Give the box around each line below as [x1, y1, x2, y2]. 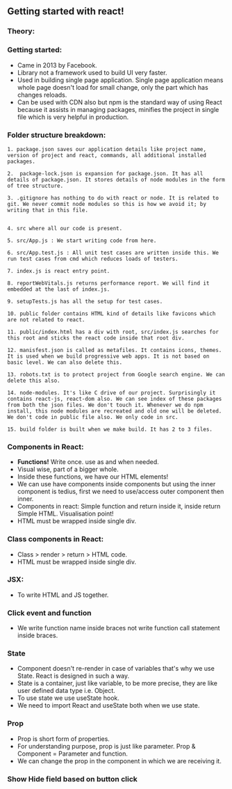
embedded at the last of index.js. [7, 285, 110, 293]
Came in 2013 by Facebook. [17, 61, 97, 69]
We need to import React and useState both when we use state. [17, 701, 200, 710]
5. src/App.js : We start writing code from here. [7, 237, 157, 244]
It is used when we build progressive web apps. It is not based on [7, 353, 210, 360]
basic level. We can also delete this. [7, 358, 123, 366]
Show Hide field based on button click [7, 774, 138, 783]
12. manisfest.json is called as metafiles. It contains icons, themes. [7, 346, 222, 353]
